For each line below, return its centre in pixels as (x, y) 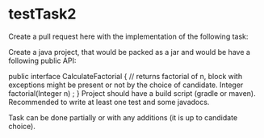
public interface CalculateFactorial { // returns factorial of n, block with (126, 76)
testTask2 (42, 14)
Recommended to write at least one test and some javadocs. (109, 102)
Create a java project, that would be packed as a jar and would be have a (129, 52)
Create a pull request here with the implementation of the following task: (128, 36)
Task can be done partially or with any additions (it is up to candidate (123, 117)
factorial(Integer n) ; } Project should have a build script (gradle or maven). (132, 93)
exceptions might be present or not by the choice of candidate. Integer (126, 85)
